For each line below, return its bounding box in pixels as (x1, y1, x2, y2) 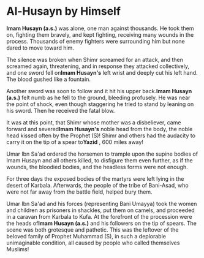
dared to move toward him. (6, 44, 75, 51)
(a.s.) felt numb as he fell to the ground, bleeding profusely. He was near (6, 94, 191, 101)
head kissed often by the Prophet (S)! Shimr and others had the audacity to (6, 132, 196, 139)
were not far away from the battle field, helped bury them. (6, 188, 153, 195)
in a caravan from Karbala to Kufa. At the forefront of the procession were (6, 213, 192, 220)
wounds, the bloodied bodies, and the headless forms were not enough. (6, 163, 188, 170)
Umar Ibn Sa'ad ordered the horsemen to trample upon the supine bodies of (6, 150, 198, 157)
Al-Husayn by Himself (6, 4, 121, 18)
